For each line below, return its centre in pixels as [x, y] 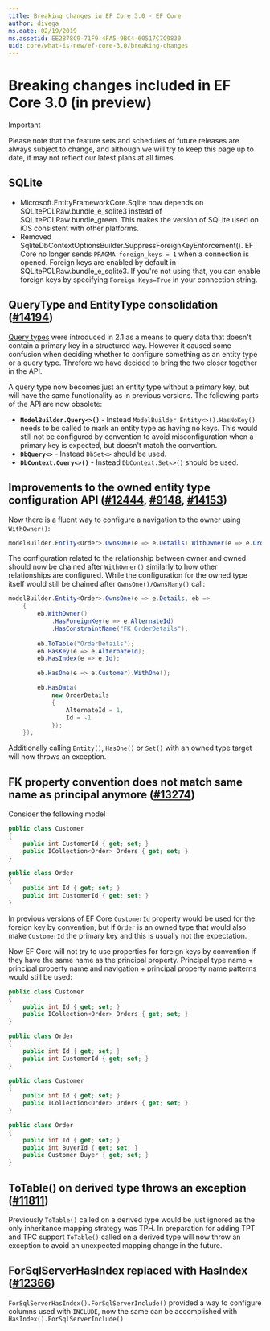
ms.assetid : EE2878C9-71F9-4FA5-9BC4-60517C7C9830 [95, 38]
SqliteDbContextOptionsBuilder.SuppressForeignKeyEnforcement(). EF [137, 245]
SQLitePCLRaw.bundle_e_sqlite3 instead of [91, 211]
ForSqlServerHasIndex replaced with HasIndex [128, 1271]
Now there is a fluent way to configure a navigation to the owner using [125, 520]
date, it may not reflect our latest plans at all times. [92, 158]
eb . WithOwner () [63, 614]
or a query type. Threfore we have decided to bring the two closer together [133, 363]
